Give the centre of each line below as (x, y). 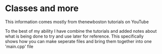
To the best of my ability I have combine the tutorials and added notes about (81, 31)
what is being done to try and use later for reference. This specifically (74, 36)
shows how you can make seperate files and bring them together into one (78, 41)
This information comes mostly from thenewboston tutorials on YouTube (77, 22)
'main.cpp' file (19, 46)
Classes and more (42, 8)
